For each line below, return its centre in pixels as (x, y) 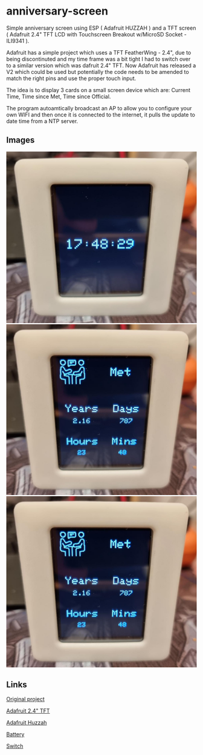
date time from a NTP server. (42, 121)
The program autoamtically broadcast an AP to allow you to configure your (99, 108)
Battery (15, 734)
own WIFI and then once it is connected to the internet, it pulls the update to (101, 115)
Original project (26, 699)
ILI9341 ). (18, 41)
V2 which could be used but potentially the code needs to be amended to (98, 72)
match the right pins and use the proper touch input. (71, 78)
